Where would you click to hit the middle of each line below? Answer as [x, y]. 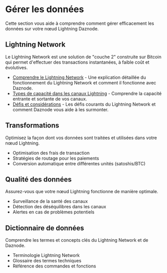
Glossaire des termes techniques [47, 261]
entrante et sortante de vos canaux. [50, 99]
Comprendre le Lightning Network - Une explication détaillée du [79, 77]
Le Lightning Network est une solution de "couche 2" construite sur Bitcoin [83, 57]
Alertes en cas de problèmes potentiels [53, 212]
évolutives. [16, 67]
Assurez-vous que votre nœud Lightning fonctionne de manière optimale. [82, 192]
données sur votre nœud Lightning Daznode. [52, 28]
